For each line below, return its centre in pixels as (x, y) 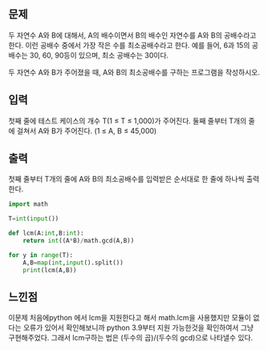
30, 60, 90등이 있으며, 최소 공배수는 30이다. (99, 55)
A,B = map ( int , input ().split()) (73, 263)
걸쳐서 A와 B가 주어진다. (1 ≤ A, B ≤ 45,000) (87, 131)
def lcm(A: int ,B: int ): (46, 233)
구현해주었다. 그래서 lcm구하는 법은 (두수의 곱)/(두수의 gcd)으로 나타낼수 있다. (131, 338)
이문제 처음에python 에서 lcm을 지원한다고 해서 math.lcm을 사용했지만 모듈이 (130, 318)
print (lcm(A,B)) (50, 270)
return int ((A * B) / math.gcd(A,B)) (79, 241)
